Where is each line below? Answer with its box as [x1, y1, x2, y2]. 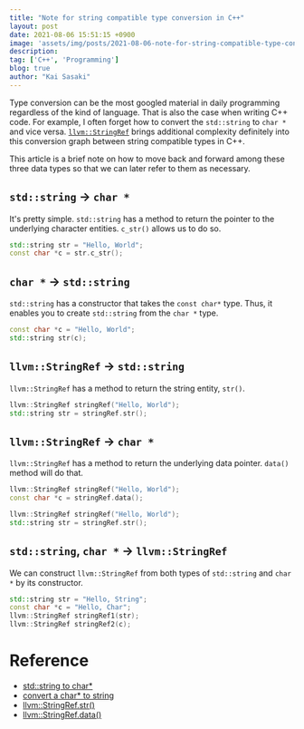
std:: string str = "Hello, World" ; [9, 240, 144, 249]
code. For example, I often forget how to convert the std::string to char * [9, 116, 287, 127]
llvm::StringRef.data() [22, 709, 102, 720]
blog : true [9, 64, 51, 73]
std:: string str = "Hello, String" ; [9, 595, 147, 604]
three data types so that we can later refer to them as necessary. [9, 162, 251, 173]
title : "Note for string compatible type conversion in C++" [9, 13, 245, 23]
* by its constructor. [9, 577, 83, 588]
